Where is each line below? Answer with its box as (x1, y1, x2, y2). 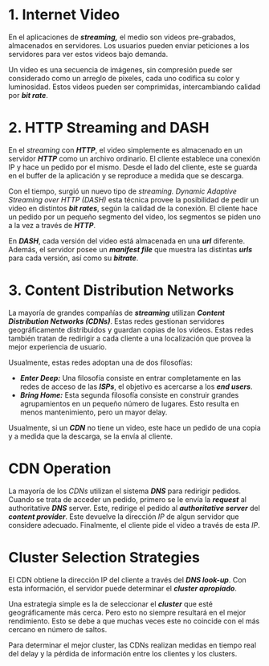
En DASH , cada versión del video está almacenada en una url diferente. (8, 235, 246, 246)
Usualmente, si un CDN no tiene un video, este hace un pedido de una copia (8, 423, 261, 432)
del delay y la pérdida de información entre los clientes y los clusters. (8, 648, 238, 658)
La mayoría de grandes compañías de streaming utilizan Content (8, 308, 225, 317)
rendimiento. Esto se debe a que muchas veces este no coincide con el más (8, 616, 260, 626)
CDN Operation (8, 460, 112, 477)
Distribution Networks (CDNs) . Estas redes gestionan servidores (8, 316, 225, 326)
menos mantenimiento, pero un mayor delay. (19, 407, 168, 417)
